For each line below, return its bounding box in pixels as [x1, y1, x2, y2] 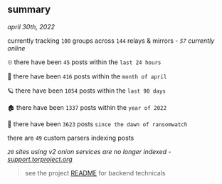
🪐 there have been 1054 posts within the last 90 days [7, 86, 166, 95]
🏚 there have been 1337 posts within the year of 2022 [7, 103, 167, 111]
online [7, 44, 26, 52]
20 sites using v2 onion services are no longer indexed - [7, 147, 171, 155]
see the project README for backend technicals [24, 168, 166, 177]
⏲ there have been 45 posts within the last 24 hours [7, 58, 162, 66]
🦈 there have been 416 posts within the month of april [7, 72, 167, 81]
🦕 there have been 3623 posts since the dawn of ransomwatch [7, 119, 188, 128]
